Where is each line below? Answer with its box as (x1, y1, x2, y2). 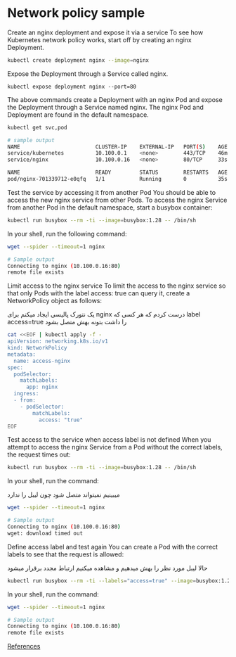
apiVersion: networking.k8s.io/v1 (7, 338, 109, 345)
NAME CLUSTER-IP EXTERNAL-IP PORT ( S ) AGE (7, 143, 228, 151)
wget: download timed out (7, 530, 83, 537)
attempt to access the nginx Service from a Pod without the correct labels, (7, 443, 223, 452)
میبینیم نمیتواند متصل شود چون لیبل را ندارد (7, 490, 121, 499)
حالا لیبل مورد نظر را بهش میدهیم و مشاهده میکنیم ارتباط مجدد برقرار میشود (7, 563, 208, 572)
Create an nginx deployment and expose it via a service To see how (7, 28, 204, 37)
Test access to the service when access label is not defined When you (7, 435, 211, 444)
